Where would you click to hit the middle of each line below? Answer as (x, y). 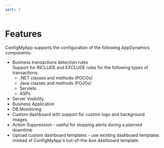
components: (18, 52)
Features (23, 34)
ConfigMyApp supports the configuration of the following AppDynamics (77, 48)
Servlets (28, 88)
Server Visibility (28, 99)
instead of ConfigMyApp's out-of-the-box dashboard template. (76, 140)
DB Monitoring (27, 109)
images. (20, 119)
